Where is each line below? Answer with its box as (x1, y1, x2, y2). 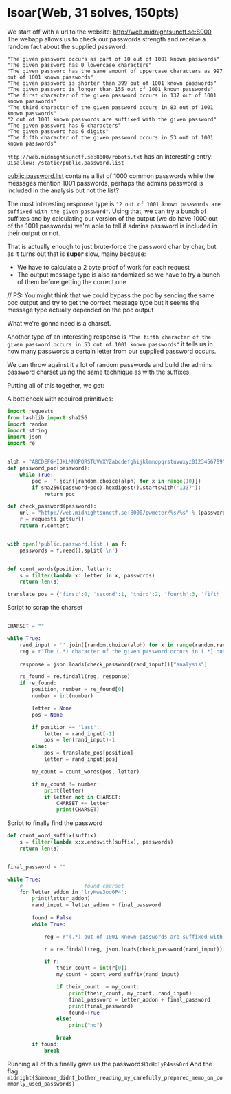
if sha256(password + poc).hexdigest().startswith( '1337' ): (32, 484, 201, 491)
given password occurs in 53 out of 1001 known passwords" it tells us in (7, 339, 213, 348)
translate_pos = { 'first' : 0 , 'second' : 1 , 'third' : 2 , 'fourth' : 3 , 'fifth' (7, 591, 223, 598)
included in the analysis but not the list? (7, 186, 119, 195)
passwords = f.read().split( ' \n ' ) (19, 547, 118, 554)
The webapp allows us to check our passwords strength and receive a (7, 34, 206, 43)
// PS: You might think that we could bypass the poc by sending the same (7, 291, 214, 299)
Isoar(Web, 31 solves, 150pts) (7, 5, 179, 21)
